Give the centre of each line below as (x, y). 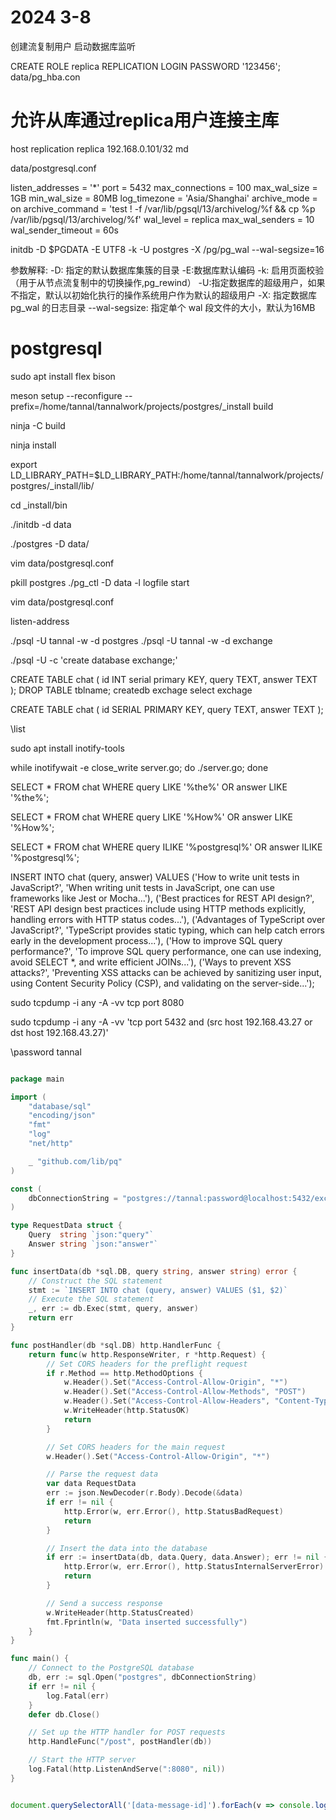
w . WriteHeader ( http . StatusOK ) (126, 1411)
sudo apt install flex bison (63, 376)
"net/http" (51, 1144)
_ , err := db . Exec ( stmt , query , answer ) (113, 1309)
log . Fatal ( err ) (78, 1696)
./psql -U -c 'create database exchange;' (94, 660)
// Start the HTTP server (82, 1760)
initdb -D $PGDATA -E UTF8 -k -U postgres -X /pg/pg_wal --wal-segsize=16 (167, 249)
